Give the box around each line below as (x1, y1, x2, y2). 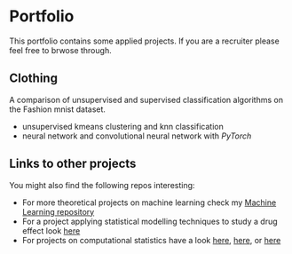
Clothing (9, 71, 58, 86)
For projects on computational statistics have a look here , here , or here (21, 234, 281, 245)
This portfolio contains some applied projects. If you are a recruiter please (9, 36, 280, 46)
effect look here (21, 225, 81, 236)
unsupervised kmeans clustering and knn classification (21, 121, 224, 131)
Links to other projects (9, 156, 137, 171)
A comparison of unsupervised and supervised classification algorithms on (9, 94, 284, 105)
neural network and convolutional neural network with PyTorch (21, 131, 252, 141)
